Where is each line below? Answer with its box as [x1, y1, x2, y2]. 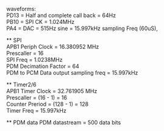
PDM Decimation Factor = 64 [6, 62, 79, 70]
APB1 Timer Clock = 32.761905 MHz [6, 88, 98, 94]
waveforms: [6, 6, 37, 12]
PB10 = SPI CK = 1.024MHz [6, 18, 75, 25]
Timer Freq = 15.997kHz [6, 107, 67, 114]
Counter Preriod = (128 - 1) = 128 [6, 100, 89, 108]
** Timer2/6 [6, 81, 37, 88]
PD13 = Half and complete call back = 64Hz [6, 12, 116, 19]
